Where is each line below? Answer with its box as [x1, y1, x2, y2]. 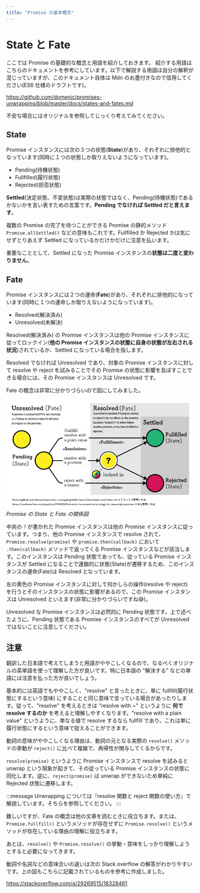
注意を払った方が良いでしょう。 [21, 674, 100, 681]
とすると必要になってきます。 [6, 848, 79, 855]
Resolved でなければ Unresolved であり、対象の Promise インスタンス [6, 359, 179, 366]
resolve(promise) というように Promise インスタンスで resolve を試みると [6, 757, 189, 764]
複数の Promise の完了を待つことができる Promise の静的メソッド [6, 222, 167, 229]
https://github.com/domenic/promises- [6, 93, 103, 100]
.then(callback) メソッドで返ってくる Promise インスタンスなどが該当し [6, 546, 185, 553]
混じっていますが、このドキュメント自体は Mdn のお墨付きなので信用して [6, 74, 187, 81]
